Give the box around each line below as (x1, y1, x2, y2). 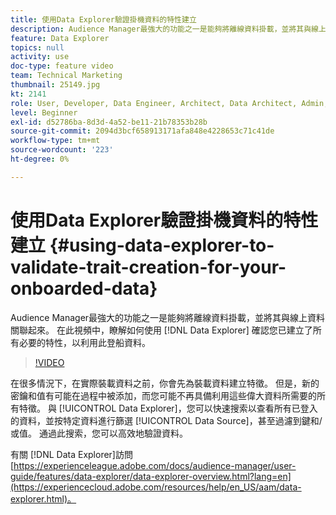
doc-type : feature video (10, 61, 114, 71)
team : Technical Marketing (10, 71, 123, 81)
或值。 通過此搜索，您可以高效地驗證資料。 (10, 427, 188, 439)
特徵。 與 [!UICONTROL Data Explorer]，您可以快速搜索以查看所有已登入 (18, 402, 318, 414)
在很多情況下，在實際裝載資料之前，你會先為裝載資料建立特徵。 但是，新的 (10, 377, 320, 389)
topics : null (10, 42, 65, 53)
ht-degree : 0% (10, 154, 70, 164)
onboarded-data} (10, 277, 158, 300)
